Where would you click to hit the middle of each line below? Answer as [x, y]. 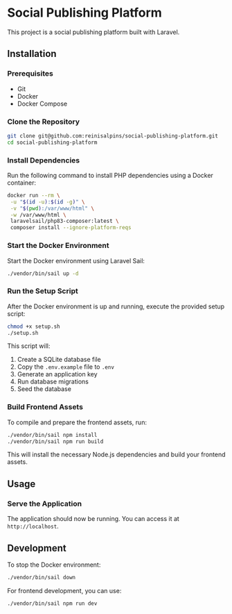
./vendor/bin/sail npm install [52, 435]
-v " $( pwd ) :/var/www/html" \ [52, 208]
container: [22, 183]
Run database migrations [53, 382]
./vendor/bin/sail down [42, 577]
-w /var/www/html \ [38, 215]
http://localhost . [33, 526]
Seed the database [44, 389]
